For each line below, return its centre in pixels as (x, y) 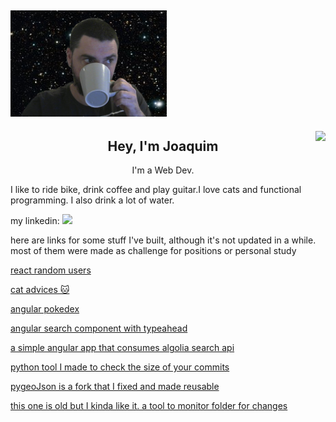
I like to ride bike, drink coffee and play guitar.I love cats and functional (156, 190)
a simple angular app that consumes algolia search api (122, 348)
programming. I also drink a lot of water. (92, 200)
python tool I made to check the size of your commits (120, 367)
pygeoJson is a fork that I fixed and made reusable (115, 387)
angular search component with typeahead (99, 328)
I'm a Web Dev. (163, 170)
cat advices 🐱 (40, 290)
